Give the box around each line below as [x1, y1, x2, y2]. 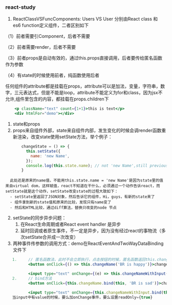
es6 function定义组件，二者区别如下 [12, 22, 89, 29]
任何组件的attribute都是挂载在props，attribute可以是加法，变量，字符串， [5, 83, 161, 89]
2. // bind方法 [12, 276, 52, 281]
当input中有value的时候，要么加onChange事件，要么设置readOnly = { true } [12, 295, 153, 300]
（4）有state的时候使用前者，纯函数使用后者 [5, 72, 100, 78]
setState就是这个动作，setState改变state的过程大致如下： [5, 189, 119, 194]
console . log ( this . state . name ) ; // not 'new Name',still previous [26, 163, 168, 168]
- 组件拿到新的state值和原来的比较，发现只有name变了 [10, 200, 112, 205]
